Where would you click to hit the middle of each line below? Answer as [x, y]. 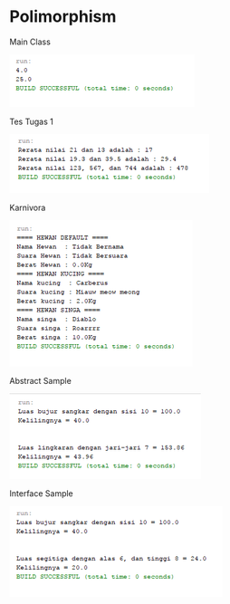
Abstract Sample [41, 380]
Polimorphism [63, 17]
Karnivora [28, 207]
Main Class [30, 42]
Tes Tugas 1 [32, 121]
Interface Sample [42, 493]
